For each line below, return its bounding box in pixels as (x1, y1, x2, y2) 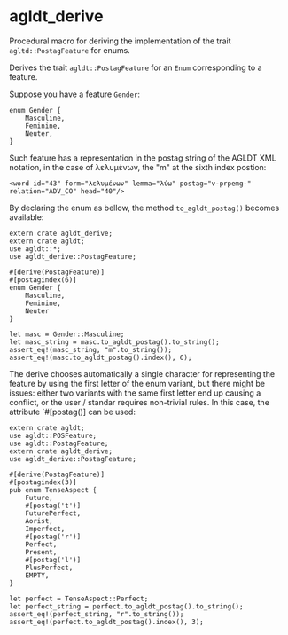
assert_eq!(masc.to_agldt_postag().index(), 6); (9, 353, 192, 362)
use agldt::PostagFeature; (9, 439, 109, 448)
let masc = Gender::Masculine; (9, 330, 125, 339)
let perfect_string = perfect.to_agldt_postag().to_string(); (9, 601, 244, 611)
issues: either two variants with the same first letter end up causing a (9, 388, 261, 398)
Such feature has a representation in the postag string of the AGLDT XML (9, 153, 276, 163)
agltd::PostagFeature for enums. (9, 44, 130, 55)
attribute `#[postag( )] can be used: (9, 406, 136, 417)
